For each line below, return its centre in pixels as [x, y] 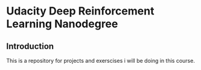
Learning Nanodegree [62, 24]
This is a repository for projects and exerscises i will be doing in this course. [101, 61]
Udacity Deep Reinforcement [80, 11]
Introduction [30, 46]
